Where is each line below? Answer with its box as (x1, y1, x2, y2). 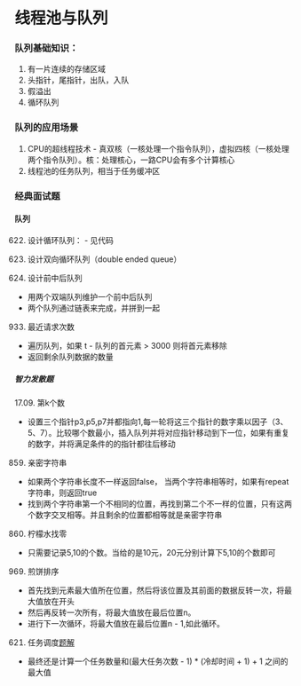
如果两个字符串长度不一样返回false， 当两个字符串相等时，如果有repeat (27, 476, 289, 486)
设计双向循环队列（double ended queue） (27, 254, 182, 264)
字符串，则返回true (27, 487, 98, 498)
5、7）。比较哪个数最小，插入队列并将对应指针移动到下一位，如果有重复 (27, 427, 290, 438)
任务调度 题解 (27, 636, 75, 648)
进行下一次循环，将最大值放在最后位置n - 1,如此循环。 (27, 618, 226, 628)
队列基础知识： (14, 42, 79, 54)
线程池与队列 (14, 8, 109, 28)
